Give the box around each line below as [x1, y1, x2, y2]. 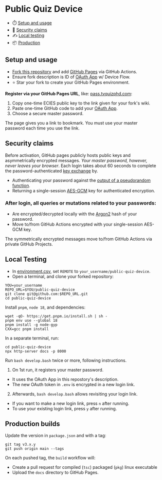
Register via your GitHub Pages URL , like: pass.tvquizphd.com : [5, 90, 133, 96]
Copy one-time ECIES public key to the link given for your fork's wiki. [12, 100, 151, 106]
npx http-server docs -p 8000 [5, 349, 67, 354]
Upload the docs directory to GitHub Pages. [12, 470, 99, 476]
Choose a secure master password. [12, 110, 84, 116]
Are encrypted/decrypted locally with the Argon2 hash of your [12, 211, 137, 217]
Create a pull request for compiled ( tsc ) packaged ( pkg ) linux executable [12, 464, 158, 470]
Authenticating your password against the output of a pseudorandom [12, 177, 151, 183]
